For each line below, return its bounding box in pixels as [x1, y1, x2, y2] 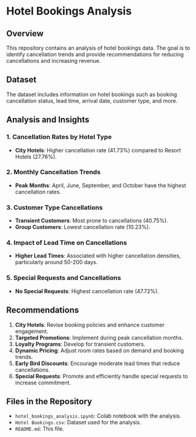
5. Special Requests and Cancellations [6, 274, 122, 282]
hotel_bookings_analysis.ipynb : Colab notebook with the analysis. [15, 412, 181, 419]
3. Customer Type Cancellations [6, 203, 103, 212]
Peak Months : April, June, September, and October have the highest [15, 181, 186, 189]
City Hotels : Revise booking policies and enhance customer [15, 321, 165, 328]
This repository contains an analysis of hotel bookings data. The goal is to [6, 44, 191, 51]
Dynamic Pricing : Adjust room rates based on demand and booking [15, 346, 185, 354]
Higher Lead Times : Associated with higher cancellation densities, [15, 252, 181, 259]
